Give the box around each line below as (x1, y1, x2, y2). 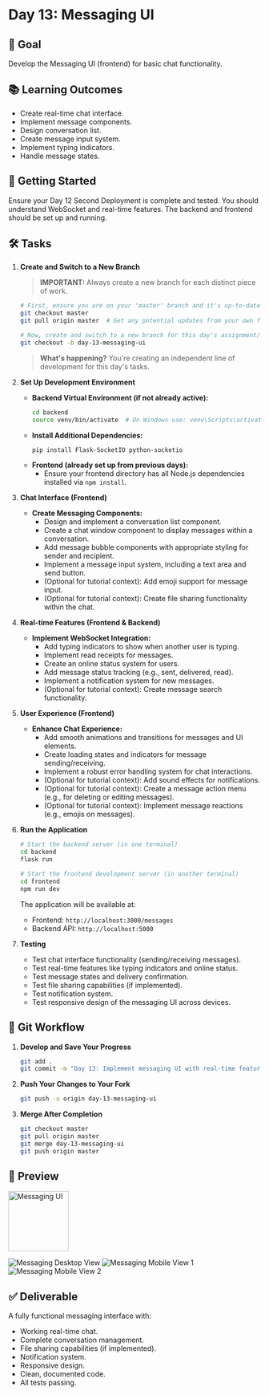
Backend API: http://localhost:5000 (31, 923, 154, 933)
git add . (19, 1057, 54, 1065)
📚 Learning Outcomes (8, 83, 123, 97)
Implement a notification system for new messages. (43, 676, 215, 685)
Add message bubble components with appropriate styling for (43, 543, 249, 552)
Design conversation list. (19, 125, 102, 135)
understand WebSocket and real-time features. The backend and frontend (8, 204, 254, 214)
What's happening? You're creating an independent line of (39, 353, 235, 363)
